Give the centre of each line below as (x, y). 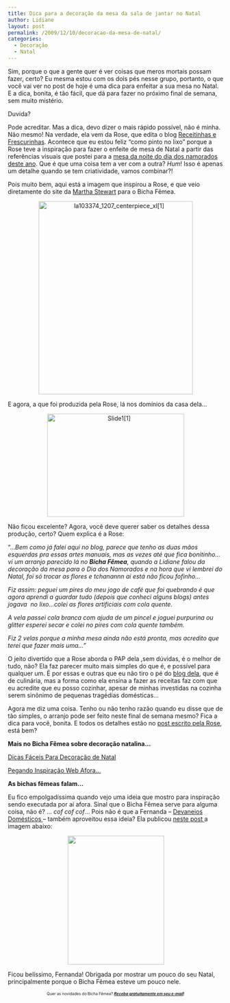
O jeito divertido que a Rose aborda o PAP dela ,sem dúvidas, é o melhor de (114, 658)
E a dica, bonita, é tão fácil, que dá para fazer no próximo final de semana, (113, 93)
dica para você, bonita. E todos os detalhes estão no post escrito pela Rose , (115, 723)
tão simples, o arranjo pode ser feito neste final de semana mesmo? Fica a (113, 716)
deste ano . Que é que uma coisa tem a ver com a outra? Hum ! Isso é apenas (115, 164)
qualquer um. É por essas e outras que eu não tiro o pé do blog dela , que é (113, 673)
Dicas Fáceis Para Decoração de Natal (62, 757)
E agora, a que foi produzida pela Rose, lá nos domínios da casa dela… (107, 404)
